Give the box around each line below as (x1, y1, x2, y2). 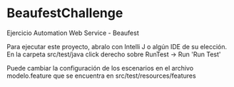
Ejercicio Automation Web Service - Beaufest (6, 29, 140, 37)
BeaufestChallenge (6, 5, 123, 21)
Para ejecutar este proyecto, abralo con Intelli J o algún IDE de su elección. (6, 42, 228, 51)
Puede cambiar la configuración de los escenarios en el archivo (6, 63, 194, 72)
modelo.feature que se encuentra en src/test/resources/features (6, 71, 197, 80)
